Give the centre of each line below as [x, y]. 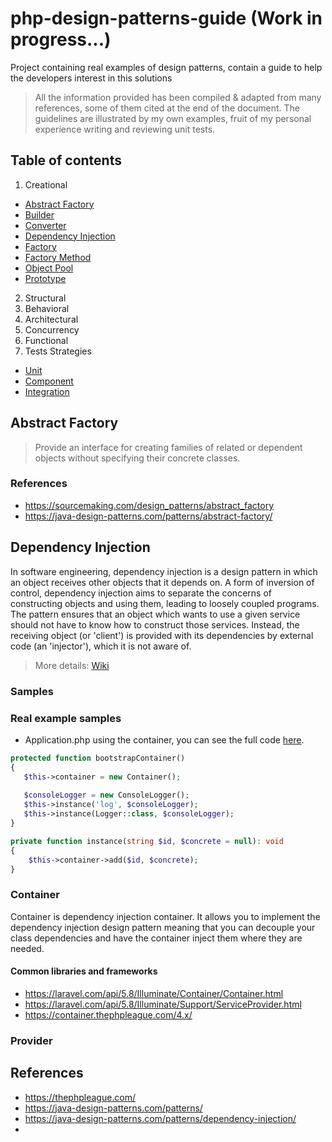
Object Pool [49, 268]
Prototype [45, 278]
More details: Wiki [72, 665]
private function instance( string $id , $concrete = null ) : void [147, 841]
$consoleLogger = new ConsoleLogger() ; [106, 795]
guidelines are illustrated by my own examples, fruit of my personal [173, 118]
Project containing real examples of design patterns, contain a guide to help [166, 67]
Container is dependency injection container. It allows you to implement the [165, 916]
